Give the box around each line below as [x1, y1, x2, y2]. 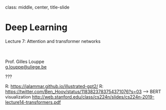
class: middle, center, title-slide [5, 4, 70, 10]
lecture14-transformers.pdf [5, 99, 61, 105]
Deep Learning [5, 22, 67, 33]
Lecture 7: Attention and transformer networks [5, 38, 101, 44]
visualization [5, 93, 31, 99]
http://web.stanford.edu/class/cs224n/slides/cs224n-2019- [31, 93, 155, 99]
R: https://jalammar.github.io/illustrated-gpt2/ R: [5, 83, 103, 89]
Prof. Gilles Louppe [5, 58, 44, 64]
